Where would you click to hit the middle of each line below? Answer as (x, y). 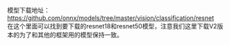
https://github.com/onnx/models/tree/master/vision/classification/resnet (110, 18)
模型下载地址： (28, 10)
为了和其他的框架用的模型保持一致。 (71, 35)
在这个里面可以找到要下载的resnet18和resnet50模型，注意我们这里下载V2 (112, 26)
